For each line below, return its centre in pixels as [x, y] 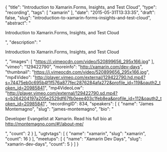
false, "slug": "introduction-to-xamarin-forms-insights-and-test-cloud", [78, 18]
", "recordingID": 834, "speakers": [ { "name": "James [99, 104]
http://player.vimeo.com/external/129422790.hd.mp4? [90, 77]
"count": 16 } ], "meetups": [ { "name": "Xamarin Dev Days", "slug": [74, 139]
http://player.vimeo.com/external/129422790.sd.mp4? [62, 93]
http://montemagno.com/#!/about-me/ [44, 124]
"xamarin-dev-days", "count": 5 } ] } [42, 144]
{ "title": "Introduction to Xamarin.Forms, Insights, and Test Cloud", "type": [81, 7]
